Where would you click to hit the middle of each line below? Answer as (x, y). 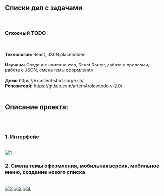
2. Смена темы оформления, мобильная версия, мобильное (82, 166)
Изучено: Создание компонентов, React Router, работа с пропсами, (77, 65)
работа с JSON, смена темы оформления (49, 70)
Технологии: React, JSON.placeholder (45, 55)
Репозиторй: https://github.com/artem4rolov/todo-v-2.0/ (64, 86)
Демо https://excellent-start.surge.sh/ (45, 81)
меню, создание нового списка (45, 172)
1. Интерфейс (22, 137)
